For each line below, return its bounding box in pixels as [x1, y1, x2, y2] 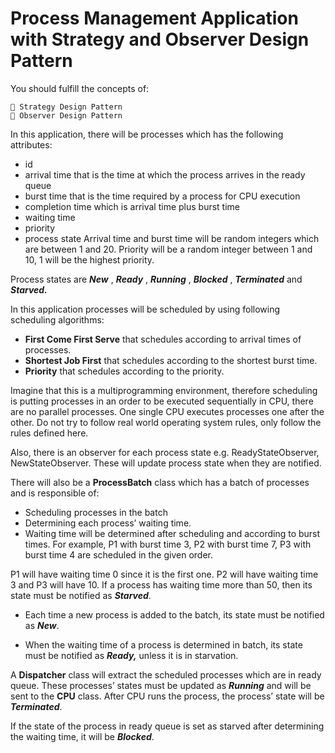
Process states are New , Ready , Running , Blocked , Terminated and [10, 273, 303, 285]
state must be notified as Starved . [10, 589, 152, 601]
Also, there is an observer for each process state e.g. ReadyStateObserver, [10, 446, 320, 458]
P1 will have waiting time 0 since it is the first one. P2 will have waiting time [10, 568, 319, 580]
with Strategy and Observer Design [10, 28, 310, 51]
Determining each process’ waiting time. [24, 517, 192, 529]
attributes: [10, 138, 53, 151]
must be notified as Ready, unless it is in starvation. [24, 649, 239, 661]
